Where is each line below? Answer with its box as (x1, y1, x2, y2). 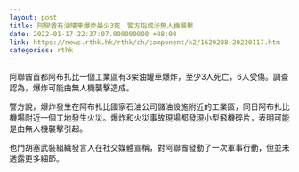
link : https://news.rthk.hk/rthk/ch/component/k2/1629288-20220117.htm (9, 37, 280, 47)
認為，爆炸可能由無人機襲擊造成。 (9, 82, 134, 93)
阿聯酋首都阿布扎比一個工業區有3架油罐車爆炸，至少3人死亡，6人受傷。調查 (9, 72, 289, 82)
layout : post (9, 12, 58, 22)
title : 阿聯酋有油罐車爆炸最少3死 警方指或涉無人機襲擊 (9, 21, 194, 30)
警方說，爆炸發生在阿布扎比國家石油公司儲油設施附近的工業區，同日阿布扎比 (9, 101, 290, 112)
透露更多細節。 (9, 153, 64, 164)
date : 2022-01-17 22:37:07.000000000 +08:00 (9, 29, 177, 38)
